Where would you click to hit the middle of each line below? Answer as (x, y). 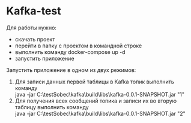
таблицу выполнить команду (52, 107)
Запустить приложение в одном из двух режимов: (71, 70)
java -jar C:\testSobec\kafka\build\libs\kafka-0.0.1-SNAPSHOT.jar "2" (100, 113)
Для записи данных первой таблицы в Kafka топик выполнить (94, 82)
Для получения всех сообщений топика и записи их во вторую (96, 101)
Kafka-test (34, 11)
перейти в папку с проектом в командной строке (78, 46)
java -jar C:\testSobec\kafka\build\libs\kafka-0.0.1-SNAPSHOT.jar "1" (100, 94)
